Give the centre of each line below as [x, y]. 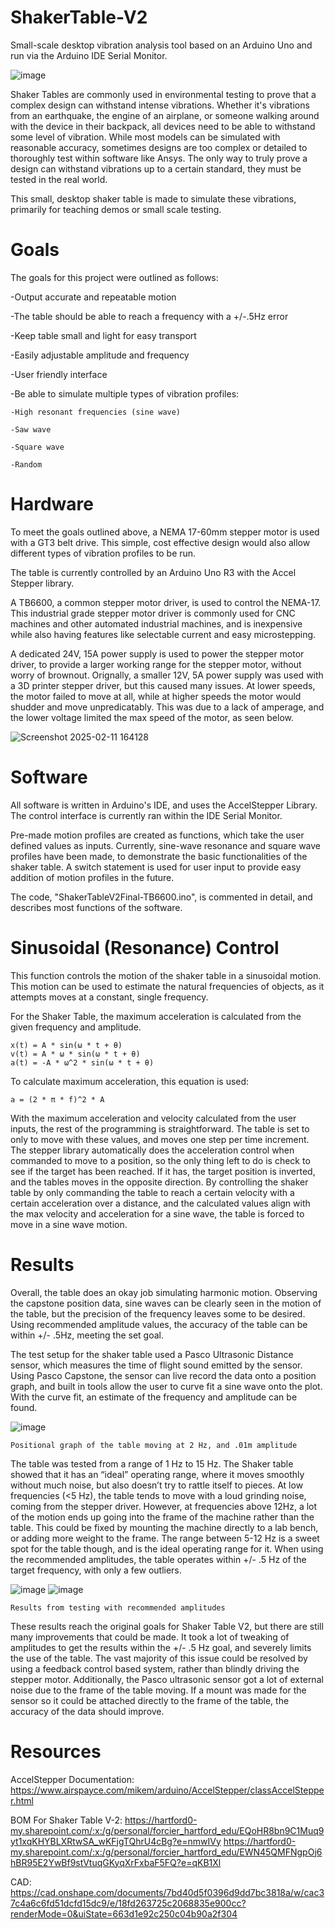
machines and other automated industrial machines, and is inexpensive [156, 623]
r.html [22, 1800]
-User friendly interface [59, 374]
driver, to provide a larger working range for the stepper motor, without [156, 664]
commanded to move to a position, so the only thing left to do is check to [160, 1160]
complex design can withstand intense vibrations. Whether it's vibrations [160, 105]
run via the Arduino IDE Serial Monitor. [89, 55]
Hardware [52, 504]
